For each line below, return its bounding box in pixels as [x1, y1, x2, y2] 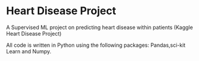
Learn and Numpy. [6, 47, 52, 54]
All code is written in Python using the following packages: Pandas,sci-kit [6, 41, 186, 49]
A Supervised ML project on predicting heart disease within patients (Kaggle [6, 24, 193, 31]
